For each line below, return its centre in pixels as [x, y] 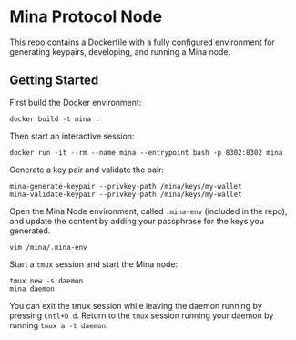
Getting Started [54, 81]
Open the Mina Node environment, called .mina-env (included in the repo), [148, 211]
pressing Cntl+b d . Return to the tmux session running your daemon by [142, 315]
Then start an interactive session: [72, 136]
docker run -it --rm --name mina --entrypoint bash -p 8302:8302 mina [146, 152]
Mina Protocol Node [86, 17]
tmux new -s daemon [46, 281]
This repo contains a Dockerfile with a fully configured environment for [142, 42]
